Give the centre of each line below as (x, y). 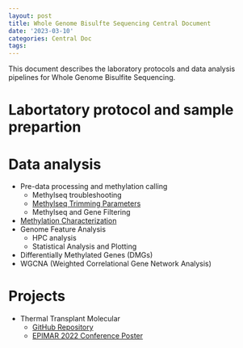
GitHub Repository (63, 327)
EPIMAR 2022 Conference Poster (88, 336)
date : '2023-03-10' (41, 31)
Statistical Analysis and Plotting (84, 246)
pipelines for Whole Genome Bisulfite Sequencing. (92, 78)
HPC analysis (54, 238)
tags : (17, 46)
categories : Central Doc (50, 38)
